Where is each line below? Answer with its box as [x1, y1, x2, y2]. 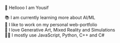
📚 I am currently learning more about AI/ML [4, 15, 95, 20]
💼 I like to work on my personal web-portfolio [4, 22, 97, 27]
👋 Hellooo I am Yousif [4, 5, 49, 10]
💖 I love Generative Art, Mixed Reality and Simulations [4, 27, 115, 33]
